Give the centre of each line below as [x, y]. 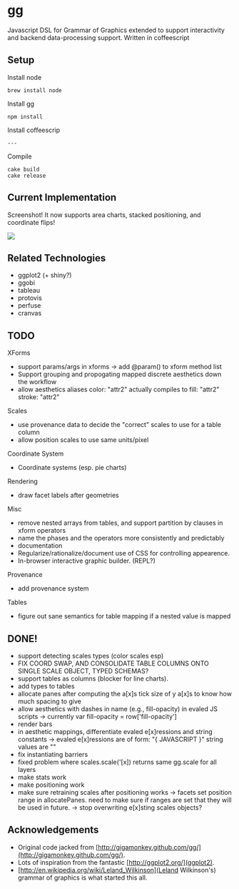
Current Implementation [62, 197]
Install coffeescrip [34, 130]
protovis [30, 298]
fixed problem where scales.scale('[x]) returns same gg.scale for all [117, 762]
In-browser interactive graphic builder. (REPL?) [86, 561]
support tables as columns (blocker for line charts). [93, 678]
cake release [27, 176]
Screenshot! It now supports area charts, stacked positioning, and [104, 215]
